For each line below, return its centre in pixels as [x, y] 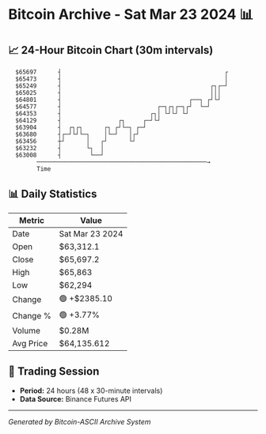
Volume [27, 330]
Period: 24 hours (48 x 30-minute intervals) [91, 391]
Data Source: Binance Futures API [76, 398]
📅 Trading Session [54, 372]
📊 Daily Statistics [53, 194]
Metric [32, 220]
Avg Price [30, 343]
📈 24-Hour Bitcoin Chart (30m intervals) [111, 50]
